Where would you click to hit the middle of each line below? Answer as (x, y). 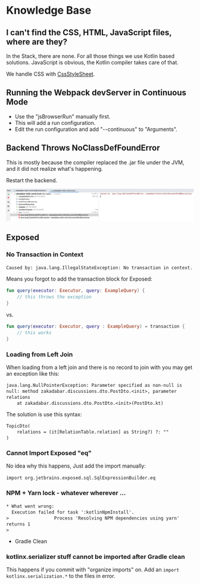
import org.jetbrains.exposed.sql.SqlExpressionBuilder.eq (81, 478)
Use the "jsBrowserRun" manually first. (62, 116)
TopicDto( (18, 426)
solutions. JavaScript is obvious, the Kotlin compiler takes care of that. (92, 62)
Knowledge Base (49, 10)
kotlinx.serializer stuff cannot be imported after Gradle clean (96, 557)
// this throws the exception (54, 297)
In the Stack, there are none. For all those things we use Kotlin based (90, 56)
